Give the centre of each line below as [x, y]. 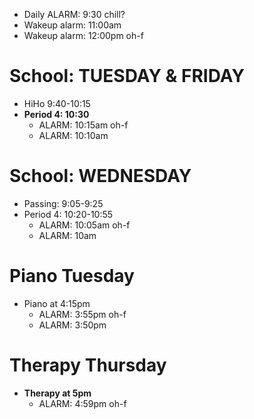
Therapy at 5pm [57, 393]
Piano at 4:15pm [57, 303]
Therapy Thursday [88, 365]
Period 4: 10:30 [56, 114]
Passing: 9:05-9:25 [63, 203]
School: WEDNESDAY [100, 176]
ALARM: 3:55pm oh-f [82, 314]
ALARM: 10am [67, 235]
